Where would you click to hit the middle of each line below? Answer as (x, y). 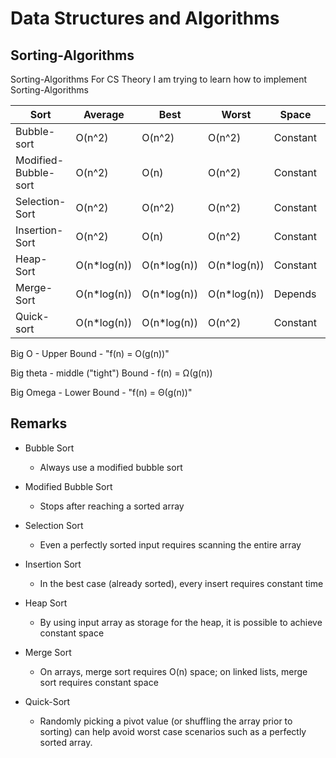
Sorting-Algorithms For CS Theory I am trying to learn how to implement (159, 79)
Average (104, 114)
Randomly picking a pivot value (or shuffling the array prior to (166, 721)
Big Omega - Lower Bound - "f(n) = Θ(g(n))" (101, 392)
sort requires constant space (99, 682)
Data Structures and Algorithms (145, 18)
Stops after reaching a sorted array (112, 506)
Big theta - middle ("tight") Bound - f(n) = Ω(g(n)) (111, 373)
